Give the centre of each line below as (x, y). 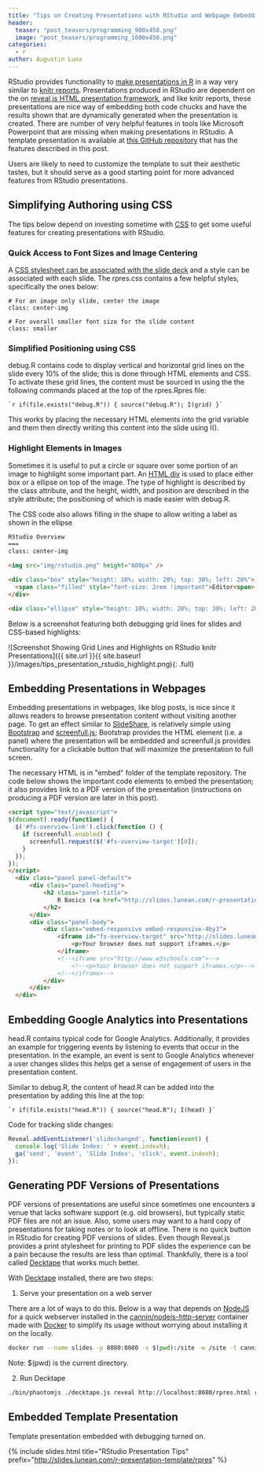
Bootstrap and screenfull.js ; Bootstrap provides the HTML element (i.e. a (125, 733)
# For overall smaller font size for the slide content (101, 322)
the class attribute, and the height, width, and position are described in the (129, 490)
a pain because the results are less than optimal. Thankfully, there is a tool (128, 1254)
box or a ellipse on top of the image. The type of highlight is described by (127, 482)
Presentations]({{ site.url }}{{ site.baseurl (75, 655)
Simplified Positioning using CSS (72, 348)
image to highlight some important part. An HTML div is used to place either (131, 473)
